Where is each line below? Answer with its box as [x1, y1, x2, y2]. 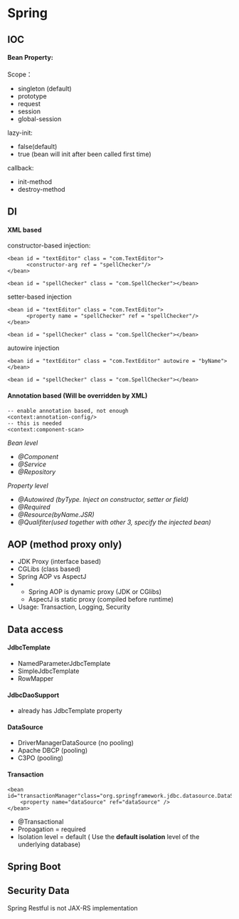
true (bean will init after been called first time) [17, 150, 152, 158]
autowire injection [7, 344, 60, 352]
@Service [17, 460, 47, 468]
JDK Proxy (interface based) [17, 558, 102, 566]
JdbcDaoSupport [7, 690, 60, 699]
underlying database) [17, 840, 81, 848]
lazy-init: [7, 128, 33, 137]
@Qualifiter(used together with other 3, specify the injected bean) [17, 518, 211, 526]
